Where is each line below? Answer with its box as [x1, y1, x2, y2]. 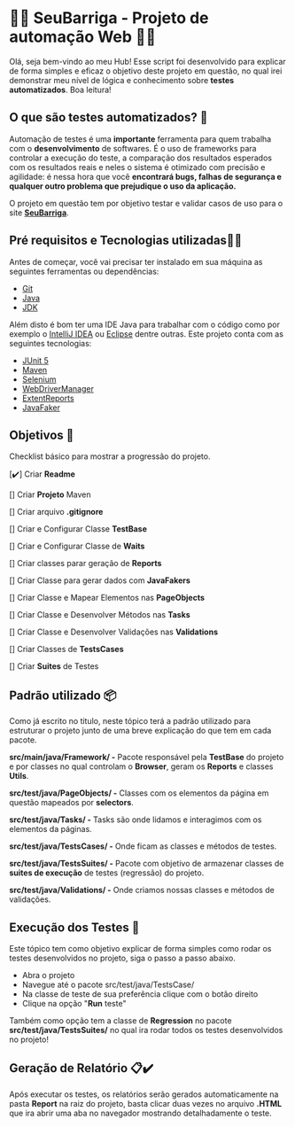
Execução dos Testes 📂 [9, 920, 140, 935]
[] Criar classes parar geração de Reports [9, 558, 162, 569]
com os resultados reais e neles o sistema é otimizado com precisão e [9, 161, 266, 172]
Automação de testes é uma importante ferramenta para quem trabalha [9, 133, 272, 144]
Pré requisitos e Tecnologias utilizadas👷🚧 [9, 233, 243, 248]
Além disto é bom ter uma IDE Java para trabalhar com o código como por [9, 319, 281, 330]
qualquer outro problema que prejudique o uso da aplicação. [9, 181, 237, 191]
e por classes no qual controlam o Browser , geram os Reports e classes [9, 761, 274, 772]
